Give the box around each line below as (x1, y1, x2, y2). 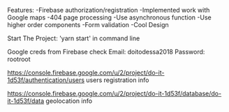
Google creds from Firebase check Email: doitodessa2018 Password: (7, 48, 205, 56)
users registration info (86, 76, 149, 84)
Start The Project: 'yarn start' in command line (7, 34, 140, 42)
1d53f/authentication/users (7, 76, 85, 84)
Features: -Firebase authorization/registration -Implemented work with (7, 6, 210, 14)
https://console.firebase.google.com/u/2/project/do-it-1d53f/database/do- (7, 90, 222, 97)
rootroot (7, 55, 31, 63)
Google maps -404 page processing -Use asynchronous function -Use (7, 13, 212, 22)
